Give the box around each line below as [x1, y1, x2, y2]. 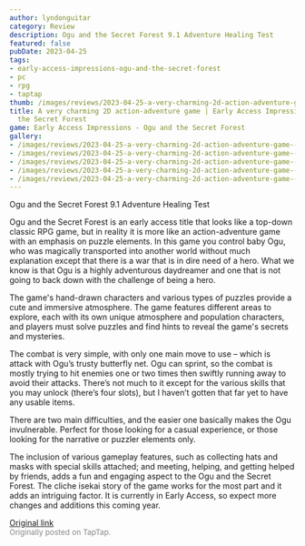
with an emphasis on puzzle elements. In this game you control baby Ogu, [9, 236, 286, 247]
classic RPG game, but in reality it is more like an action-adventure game [9, 227, 281, 238]
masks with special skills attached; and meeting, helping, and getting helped [9, 461, 295, 472]
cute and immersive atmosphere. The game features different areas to [9, 302, 272, 313]
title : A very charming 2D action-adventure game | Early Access [9, 106, 261, 116]
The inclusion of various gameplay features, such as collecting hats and [9, 451, 279, 462]
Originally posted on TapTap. [9, 527, 112, 538]
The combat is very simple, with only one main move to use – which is [9, 349, 271, 359]
